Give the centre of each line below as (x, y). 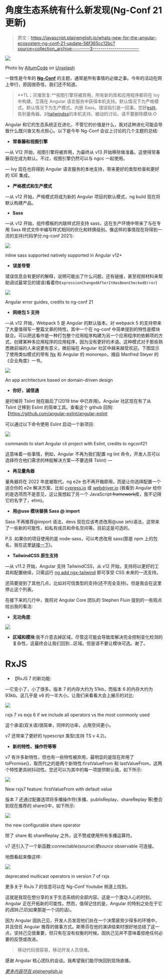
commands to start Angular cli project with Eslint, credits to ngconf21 (76, 443)
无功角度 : (22, 617)
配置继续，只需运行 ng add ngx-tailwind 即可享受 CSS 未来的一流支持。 (87, 572)
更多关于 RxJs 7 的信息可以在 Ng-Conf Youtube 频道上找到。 (68, 886)
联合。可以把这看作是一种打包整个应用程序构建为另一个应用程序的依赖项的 (82, 335)
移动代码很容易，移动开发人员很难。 (55, 950)
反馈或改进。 (27, 939)
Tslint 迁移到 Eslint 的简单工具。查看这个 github (54, 407)
